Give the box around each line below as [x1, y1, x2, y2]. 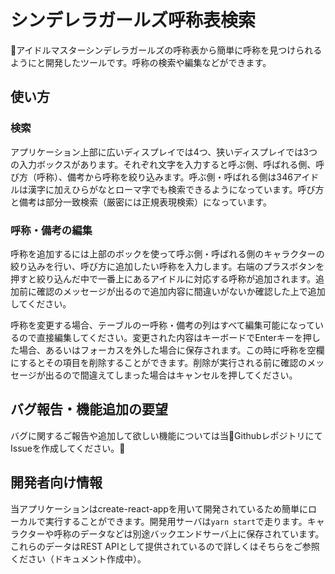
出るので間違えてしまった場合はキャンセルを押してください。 [44, 369, 298, 381]
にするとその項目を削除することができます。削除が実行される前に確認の [10, 356, 308, 368]
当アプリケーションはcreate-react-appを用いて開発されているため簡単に [10, 502, 309, 515]
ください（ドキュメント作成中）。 [10, 552, 147, 565]
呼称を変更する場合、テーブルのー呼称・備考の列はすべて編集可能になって [10, 319, 315, 331]
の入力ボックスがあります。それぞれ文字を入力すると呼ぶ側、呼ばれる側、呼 [10, 158, 325, 170]
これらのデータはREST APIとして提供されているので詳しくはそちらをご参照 [10, 540, 320, 552]
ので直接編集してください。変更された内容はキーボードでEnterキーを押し [18, 331, 321, 343]
